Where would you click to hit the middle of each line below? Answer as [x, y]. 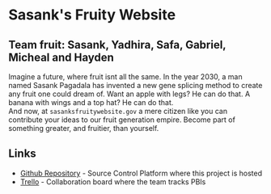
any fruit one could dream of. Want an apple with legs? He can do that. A [129, 94]
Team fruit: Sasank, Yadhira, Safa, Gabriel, [117, 45]
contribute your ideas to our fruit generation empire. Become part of [122, 120]
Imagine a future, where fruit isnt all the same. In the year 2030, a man [125, 77]
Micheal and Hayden [61, 57]
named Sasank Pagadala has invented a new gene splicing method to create [135, 85]
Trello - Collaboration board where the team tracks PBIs [113, 181]
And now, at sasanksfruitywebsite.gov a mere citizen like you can [118, 111]
